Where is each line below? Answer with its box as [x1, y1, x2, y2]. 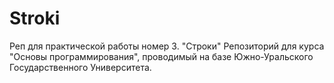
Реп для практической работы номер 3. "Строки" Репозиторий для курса [9, 40, 325, 52]
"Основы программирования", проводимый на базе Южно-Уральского [9, 50, 314, 62]
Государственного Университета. [9, 61, 152, 73]
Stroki [9, 7, 61, 30]
